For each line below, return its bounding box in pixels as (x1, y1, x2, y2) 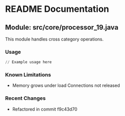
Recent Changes (5, 95, 46, 102)
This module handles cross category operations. (5, 36, 104, 42)
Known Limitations (5, 72, 51, 78)
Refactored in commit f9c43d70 (12, 106, 78, 112)
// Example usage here (5, 60, 52, 65)
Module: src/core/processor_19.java (5, 23, 119, 32)
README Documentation (5, 3, 110, 15)
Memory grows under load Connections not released (12, 82, 120, 88)
